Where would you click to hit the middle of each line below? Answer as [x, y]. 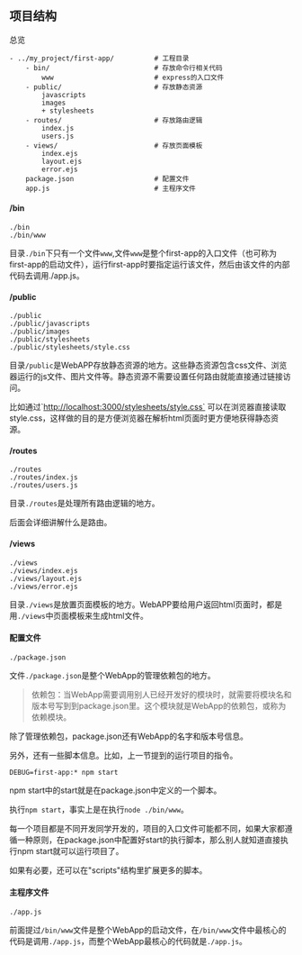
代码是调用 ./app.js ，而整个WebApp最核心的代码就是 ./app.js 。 [128, 941]
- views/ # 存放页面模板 [114, 146]
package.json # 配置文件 [107, 178]
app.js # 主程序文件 [111, 188]
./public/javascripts [50, 324]
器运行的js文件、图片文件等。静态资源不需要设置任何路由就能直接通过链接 [146, 377]
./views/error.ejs [44, 587]
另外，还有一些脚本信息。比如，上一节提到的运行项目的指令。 [124, 755]
